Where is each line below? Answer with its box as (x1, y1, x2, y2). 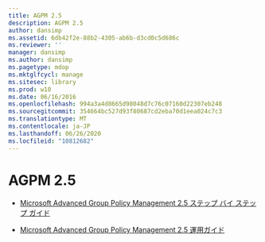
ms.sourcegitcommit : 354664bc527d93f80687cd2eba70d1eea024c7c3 (8, 108, 223, 116)
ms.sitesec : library (8, 78, 77, 86)
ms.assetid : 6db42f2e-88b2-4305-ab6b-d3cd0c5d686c (8, 33, 180, 42)
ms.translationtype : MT (8, 115, 88, 123)
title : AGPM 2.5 (8, 11, 62, 20)
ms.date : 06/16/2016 (8, 93, 77, 101)
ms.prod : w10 (8, 85, 52, 94)
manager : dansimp (8, 48, 66, 56)
